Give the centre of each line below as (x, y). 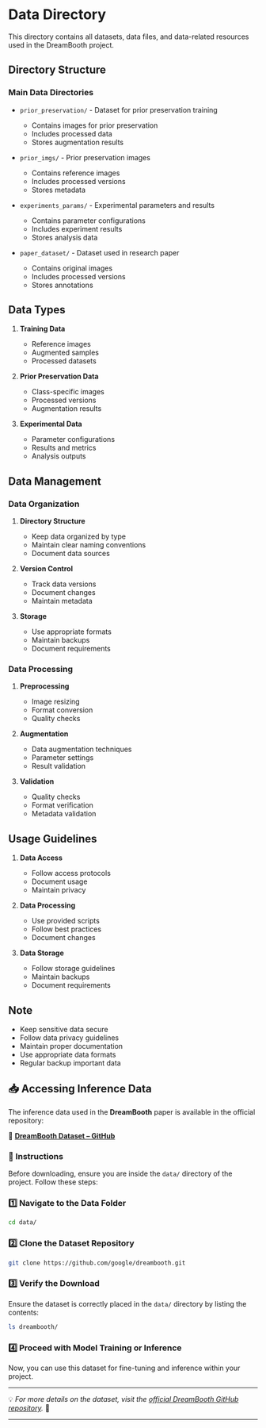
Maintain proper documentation (71, 1046)
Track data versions (64, 584)
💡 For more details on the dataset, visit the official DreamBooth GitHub (123, 1399)
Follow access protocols (71, 873)
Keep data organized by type (79, 536)
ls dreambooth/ (33, 1326)
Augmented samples (65, 353)
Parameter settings (63, 758)
